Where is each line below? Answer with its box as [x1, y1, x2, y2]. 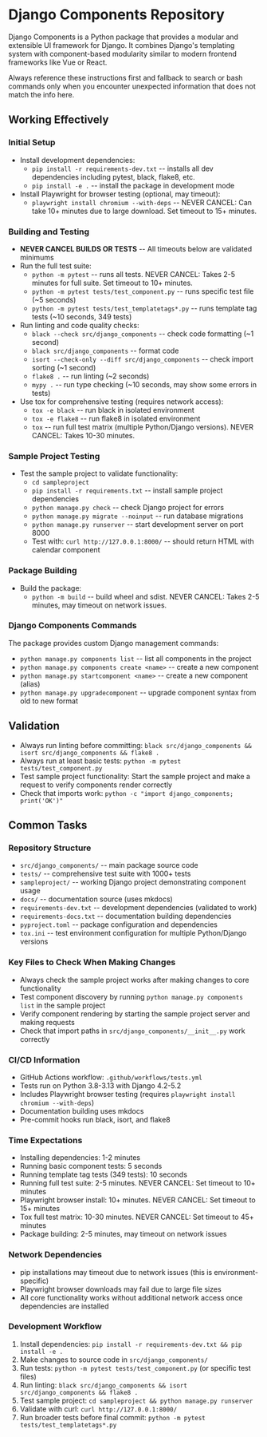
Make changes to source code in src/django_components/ [19, 1355, 209, 1364]
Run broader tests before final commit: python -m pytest [19, 1412, 206, 1422]
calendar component [31, 545, 100, 555]
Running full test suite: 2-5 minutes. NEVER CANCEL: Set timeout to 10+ [19, 1178, 257, 1188]
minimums [19, 252, 54, 262]
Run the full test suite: [19, 261, 92, 271]
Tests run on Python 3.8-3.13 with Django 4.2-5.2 [19, 1080, 182, 1091]
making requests [19, 1017, 76, 1027]
